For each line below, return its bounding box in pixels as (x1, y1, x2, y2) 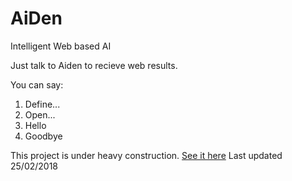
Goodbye (24, 130, 63, 142)
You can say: (10, 78, 64, 91)
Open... (24, 108, 56, 121)
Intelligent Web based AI (10, 40, 112, 52)
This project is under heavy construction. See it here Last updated (10, 149, 283, 161)
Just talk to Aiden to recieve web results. (10, 59, 178, 71)
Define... (24, 98, 61, 110)
